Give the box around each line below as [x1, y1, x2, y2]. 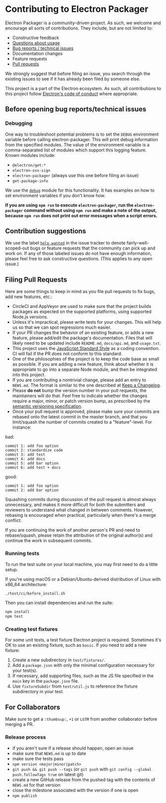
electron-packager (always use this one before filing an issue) [12, 172, 139, 178]
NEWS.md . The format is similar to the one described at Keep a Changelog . [12, 382, 161, 388]
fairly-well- [126, 240, 149, 246]
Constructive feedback [12, 35, 59, 41]
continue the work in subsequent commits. [5, 538, 93, 544]
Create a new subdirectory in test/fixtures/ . [12, 657, 106, 663]
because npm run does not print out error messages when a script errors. [5, 212, 158, 218]
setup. [5, 566, 18, 572]
